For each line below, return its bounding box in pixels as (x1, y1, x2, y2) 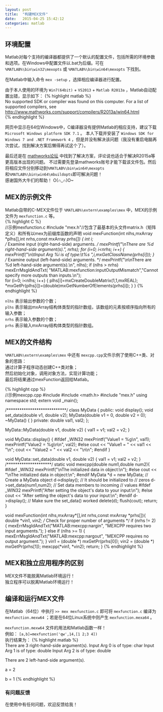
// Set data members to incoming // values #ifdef (53, 482, 151, 488)
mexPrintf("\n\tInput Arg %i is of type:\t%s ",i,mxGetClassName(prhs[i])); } (5, 251, 155, 257)
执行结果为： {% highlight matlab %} (5, 637, 79, 643)
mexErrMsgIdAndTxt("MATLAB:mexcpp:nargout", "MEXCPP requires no (5, 533, 149, 539)
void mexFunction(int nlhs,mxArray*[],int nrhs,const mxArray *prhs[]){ (5, 512, 146, 518)
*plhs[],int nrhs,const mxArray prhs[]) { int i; (5, 236, 93, 242)
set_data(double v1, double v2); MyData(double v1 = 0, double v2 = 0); (5, 412, 146, 418)
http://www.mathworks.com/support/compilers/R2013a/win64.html (5, 109, 140, 115)
